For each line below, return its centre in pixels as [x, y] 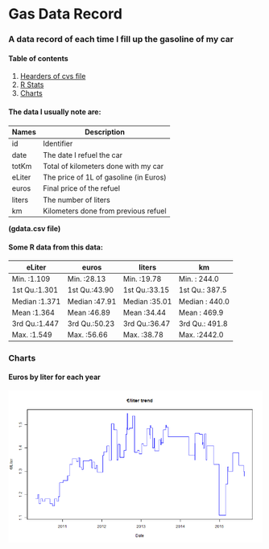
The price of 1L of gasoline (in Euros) [105, 177]
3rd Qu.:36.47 [147, 324]
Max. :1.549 [32, 335]
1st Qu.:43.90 [91, 290]
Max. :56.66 [88, 335]
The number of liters [77, 200]
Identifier [58, 144]
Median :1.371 [36, 301]
